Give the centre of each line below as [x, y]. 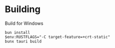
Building [23, 9]
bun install [17, 32]
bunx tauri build [23, 41]
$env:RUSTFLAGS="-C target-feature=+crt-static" [57, 37]
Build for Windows [24, 23]
